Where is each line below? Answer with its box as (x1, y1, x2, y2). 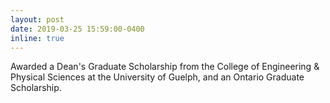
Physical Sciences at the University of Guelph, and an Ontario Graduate (10, 71, 305, 83)
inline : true (10, 33, 65, 43)
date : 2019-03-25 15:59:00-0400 (10, 24, 145, 34)
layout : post (10, 14, 65, 25)
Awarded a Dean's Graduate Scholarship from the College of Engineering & (10, 61, 320, 73)
